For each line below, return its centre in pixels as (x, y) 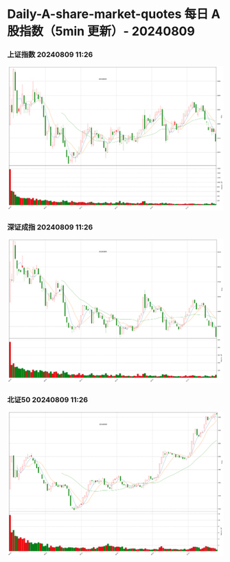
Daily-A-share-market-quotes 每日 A (114, 14)
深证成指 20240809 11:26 (50, 227)
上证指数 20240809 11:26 (50, 54)
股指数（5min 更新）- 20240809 (101, 31)
